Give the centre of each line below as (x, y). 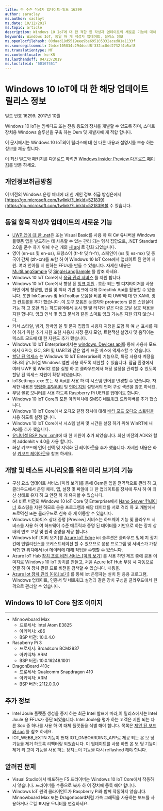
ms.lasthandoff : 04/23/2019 (33, 59)
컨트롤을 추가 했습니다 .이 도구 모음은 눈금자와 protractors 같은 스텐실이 (85, 302)
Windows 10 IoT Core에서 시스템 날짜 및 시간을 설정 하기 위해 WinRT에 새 (82, 423)
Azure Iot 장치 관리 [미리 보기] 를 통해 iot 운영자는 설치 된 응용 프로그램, (80, 574)
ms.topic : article (24, 28)
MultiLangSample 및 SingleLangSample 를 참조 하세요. (65, 271)
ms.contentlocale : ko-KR (30, 55)
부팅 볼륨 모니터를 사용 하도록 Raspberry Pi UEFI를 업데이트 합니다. (76, 393)
